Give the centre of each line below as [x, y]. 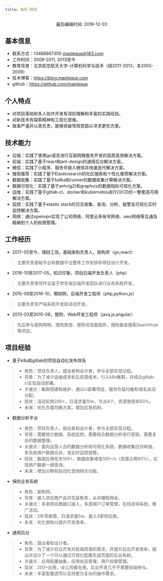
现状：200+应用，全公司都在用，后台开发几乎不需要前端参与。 [87, 567]
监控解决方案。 [27, 210]
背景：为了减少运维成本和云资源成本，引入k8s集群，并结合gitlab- [90, 377]
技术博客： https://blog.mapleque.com [50, 78]
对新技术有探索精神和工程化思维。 [46, 120]
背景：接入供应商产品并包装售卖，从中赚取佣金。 [73, 498]
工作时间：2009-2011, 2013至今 [44, 60]
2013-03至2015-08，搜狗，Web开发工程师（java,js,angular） [73, 314]
